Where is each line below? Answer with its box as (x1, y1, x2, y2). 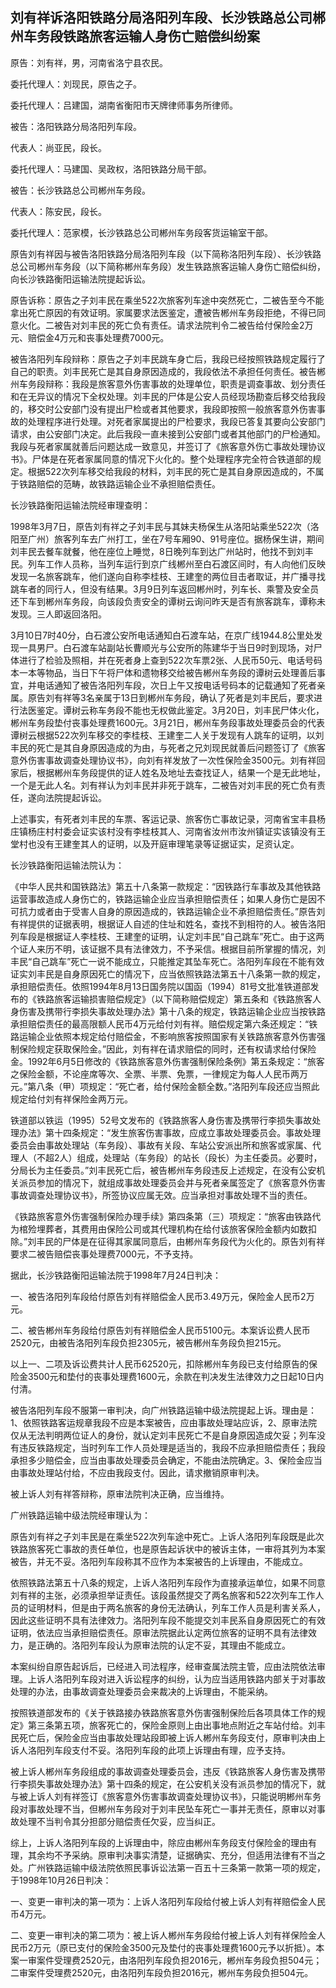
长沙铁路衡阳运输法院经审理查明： (10, 499, 151, 511)
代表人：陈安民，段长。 (10, 205, 107, 217)
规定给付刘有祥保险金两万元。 (10, 1093, 133, 1105)
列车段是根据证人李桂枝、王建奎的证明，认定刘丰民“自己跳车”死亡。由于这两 (10, 930, 325, 942)
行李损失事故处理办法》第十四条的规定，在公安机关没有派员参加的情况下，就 (10, 1778, 326, 1790)
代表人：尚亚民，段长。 (10, 141, 107, 153)
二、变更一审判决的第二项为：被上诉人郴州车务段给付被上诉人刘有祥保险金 (10, 1929, 317, 1941)
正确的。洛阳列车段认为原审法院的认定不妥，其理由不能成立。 (36, 1639, 291, 1651)
